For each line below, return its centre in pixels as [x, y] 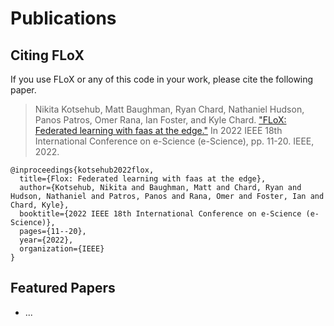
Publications [63, 18]
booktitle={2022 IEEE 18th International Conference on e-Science [160, 214]
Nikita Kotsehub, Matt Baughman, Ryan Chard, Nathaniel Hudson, [169, 109]
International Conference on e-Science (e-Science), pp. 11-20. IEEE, [174, 141]
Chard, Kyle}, [40, 205]
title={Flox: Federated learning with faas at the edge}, [143, 179]
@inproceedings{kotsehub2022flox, [82, 170]
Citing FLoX [47, 55]
